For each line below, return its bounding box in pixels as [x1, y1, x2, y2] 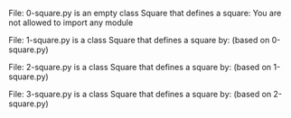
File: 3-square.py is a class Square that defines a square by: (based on [8, 89, 272, 99]
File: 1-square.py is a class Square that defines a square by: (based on [8, 35, 270, 45]
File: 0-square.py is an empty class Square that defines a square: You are [8, 8, 282, 18]
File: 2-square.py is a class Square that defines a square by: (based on [8, 62, 272, 72]
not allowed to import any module [8, 17, 134, 28]
